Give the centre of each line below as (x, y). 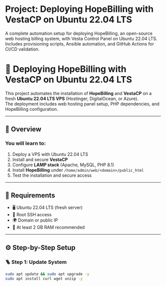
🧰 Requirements (30, 195)
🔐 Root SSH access (32, 215)
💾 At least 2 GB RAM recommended (48, 227)
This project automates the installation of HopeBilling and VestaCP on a (79, 93)
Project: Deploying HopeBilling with (80, 9)
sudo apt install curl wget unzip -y (44, 279)
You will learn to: (25, 143)
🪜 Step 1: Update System (36, 262)
